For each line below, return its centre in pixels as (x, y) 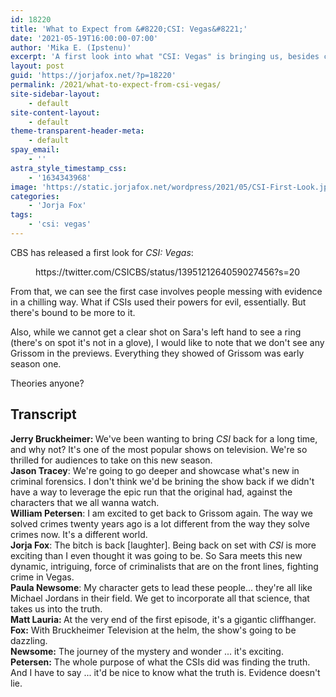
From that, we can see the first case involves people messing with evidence (166, 291)
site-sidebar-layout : (55, 94)
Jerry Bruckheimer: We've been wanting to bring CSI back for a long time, (164, 438)
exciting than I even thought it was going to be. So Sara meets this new (156, 555)
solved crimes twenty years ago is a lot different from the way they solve (160, 523)
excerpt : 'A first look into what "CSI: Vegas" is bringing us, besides (165, 57)
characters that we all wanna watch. (85, 502)
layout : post (37, 66)
